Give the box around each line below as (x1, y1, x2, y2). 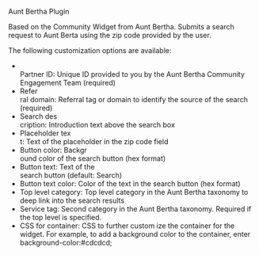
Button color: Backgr (19, 146, 87, 154)
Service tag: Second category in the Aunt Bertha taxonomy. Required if (19, 204, 252, 213)
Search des (19, 112, 58, 121)
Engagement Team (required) (19, 78, 116, 87)
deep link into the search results (19, 196, 125, 205)
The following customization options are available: (8, 46, 172, 55)
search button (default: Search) (19, 170, 123, 180)
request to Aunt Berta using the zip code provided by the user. (8, 31, 211, 40)
